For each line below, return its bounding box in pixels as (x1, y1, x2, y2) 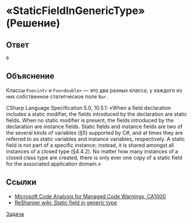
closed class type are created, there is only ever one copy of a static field (6, 154, 183, 161)
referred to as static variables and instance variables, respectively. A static (6, 135, 185, 142)
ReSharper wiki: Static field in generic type (14, 199, 118, 206)
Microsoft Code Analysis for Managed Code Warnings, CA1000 (14, 193, 166, 200)
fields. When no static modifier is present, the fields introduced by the (6, 116, 174, 123)
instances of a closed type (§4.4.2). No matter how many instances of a (6, 147, 178, 155)
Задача (6, 210, 24, 217)
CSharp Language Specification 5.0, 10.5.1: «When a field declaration (6, 104, 171, 111)
